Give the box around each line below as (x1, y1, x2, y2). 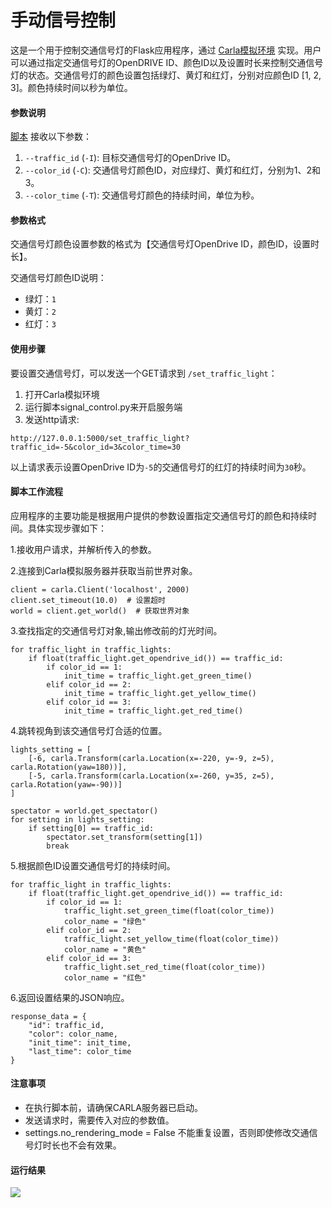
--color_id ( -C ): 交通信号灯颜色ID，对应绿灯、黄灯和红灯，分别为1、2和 (24, 164, 321, 176)
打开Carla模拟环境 (24, 388, 100, 400)
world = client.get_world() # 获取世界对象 (10, 606, 190, 616)
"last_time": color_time (28, 1046, 132, 1056)
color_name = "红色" (63, 972, 147, 983)
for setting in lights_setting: (10, 814, 145, 825)
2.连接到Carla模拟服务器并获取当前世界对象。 (10, 564, 198, 576)
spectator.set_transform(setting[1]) (46, 832, 203, 842)
